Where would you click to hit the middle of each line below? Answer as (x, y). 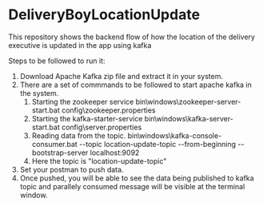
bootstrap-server (60, 153)
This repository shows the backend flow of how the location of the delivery (132, 37)
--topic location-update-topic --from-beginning (157, 144)
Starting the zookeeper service (83, 101)
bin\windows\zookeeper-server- (188, 101)
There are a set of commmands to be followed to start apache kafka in (135, 85)
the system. (39, 93)
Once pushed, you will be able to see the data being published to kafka (137, 178)
